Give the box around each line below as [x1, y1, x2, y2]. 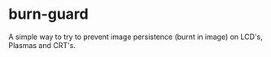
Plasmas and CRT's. [8, 40, 76, 50]
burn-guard [8, 5, 89, 24]
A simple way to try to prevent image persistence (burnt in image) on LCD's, [8, 32, 263, 42]
